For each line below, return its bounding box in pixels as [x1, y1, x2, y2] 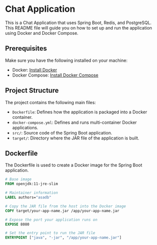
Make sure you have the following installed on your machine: [5, 57, 128, 63]
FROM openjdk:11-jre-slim [5, 182, 58, 187]
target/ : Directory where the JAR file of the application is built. [12, 135, 140, 141]
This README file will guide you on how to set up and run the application [5, 25, 152, 30]
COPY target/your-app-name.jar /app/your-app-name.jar [5, 208, 120, 213]
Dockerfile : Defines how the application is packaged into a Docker [12, 109, 147, 115]
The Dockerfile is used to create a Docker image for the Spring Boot [5, 162, 142, 168]
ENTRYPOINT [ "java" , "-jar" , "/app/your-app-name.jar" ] [5, 235, 122, 240]
